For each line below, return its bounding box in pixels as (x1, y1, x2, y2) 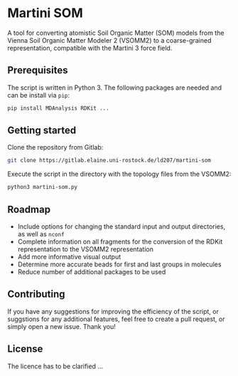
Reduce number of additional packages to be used (17, 268, 166, 276)
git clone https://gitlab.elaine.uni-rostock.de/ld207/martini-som (7, 157, 212, 164)
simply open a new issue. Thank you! (7, 322, 116, 330)
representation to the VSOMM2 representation (17, 245, 154, 254)
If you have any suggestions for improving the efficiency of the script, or (7, 307, 219, 315)
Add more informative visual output (17, 253, 121, 261)
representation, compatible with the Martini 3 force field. (7, 43, 173, 52)
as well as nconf (17, 230, 65, 238)
